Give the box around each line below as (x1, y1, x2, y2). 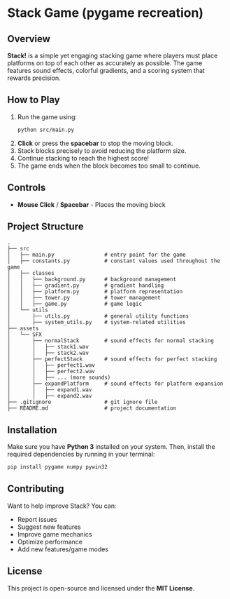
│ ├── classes (7, 270, 55, 277)
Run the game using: (17, 112, 78, 121)
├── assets (7, 325, 39, 332)
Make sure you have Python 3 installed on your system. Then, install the (7, 443, 215, 451)
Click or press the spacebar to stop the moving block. (17, 139, 174, 147)
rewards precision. (7, 74, 61, 82)
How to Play (7, 94, 61, 106)
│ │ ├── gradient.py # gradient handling (7, 282, 164, 289)
